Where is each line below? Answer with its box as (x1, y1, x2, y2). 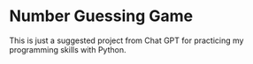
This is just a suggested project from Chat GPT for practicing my (9, 35, 244, 46)
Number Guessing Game (9, 6, 194, 26)
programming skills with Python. (9, 44, 126, 54)
